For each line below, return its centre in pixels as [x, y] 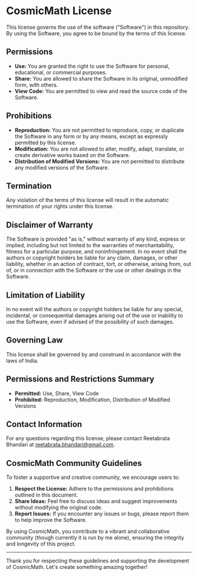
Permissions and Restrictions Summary [80, 379]
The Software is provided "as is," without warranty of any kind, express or [96, 239]
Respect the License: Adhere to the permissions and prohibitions [94, 489]
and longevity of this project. [41, 544]
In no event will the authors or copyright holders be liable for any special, [95, 309]
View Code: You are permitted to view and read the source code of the [101, 91]
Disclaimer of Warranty [49, 225]
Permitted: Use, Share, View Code [57, 393]
